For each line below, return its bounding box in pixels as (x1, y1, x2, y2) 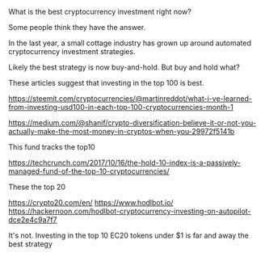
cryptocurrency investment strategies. (8, 47, 136, 56)
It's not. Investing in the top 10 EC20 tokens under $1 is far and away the (8, 230, 249, 240)
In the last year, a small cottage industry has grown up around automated (8, 38, 252, 48)
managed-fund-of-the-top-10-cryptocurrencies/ (8, 166, 170, 176)
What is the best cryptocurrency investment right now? (8, 7, 191, 16)
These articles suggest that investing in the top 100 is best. (8, 78, 204, 87)
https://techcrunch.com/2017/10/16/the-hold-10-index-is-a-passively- (8, 158, 241, 167)
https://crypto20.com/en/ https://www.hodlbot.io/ (8, 198, 174, 207)
